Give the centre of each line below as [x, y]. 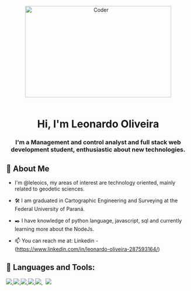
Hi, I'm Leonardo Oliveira [98, 124]
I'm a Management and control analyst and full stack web [98, 143]
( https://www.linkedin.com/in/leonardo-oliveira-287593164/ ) [87, 249]
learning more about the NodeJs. [54, 229]
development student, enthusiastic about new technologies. [98, 150]
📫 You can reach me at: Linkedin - [56, 240]
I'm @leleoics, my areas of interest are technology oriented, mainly [95, 182]
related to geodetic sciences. [49, 189]
